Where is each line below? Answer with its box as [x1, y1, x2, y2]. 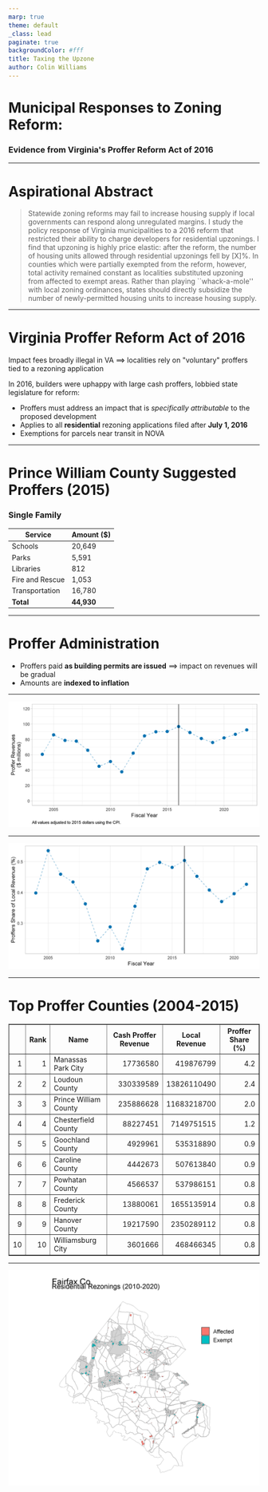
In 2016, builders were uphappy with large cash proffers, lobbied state [8, 379, 238, 389]
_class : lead [8, 30, 52, 38]
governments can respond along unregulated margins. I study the [27, 217, 243, 227]
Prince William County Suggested [8, 464, 237, 482]
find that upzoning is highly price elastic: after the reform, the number [27, 243, 257, 252]
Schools [11, 541, 38, 551]
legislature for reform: [8, 388, 80, 398]
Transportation [11, 586, 61, 596]
